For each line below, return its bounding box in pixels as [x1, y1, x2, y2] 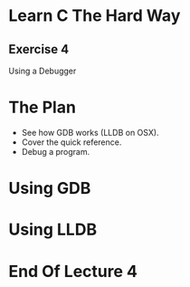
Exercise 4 [8, 42, 70, 57]
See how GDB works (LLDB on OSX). [21, 127, 159, 138]
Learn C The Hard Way [8, 5, 181, 26]
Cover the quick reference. [21, 137, 122, 148]
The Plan [8, 97, 76, 118]
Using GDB [8, 178, 91, 199]
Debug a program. [21, 146, 90, 157]
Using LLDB [8, 219, 97, 240]
